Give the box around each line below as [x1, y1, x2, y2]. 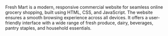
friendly [5, 20, 22, 26]
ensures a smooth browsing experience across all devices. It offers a [5, 15, 148, 20]
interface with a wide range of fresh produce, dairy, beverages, [22, 20, 153, 26]
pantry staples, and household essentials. [5, 25, 92, 31]
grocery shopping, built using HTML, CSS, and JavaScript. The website [5, 9, 153, 15]
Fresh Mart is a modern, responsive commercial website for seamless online [5, 4, 163, 10]
